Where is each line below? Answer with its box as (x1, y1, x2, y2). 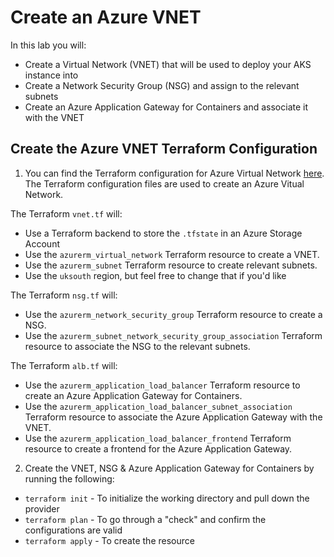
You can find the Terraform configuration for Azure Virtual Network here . (24, 167, 325, 179)
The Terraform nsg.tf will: (10, 289, 118, 301)
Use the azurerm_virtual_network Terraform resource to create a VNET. (24, 248, 320, 260)
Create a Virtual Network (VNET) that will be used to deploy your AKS (24, 58, 312, 70)
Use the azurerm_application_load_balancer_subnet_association (24, 400, 293, 412)
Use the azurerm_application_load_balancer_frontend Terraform (24, 432, 292, 444)
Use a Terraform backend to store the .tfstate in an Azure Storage (24, 227, 303, 239)
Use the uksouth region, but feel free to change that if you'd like (24, 269, 287, 281)
